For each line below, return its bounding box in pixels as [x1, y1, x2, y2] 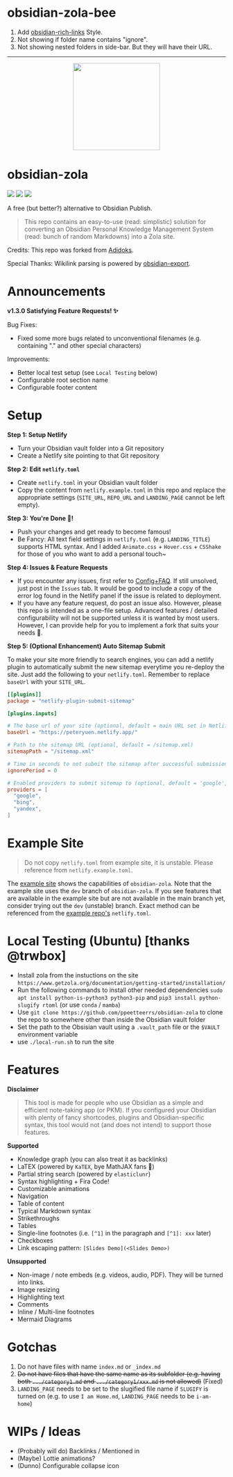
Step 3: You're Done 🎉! [7, 513, 74, 522]
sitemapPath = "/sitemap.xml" [7, 748, 95, 755]
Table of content [17, 1199, 64, 1208]
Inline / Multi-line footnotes [17, 1307, 95, 1316]
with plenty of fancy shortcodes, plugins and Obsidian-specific [24, 1113, 205, 1121]
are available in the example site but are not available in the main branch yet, [7, 894, 225, 902]
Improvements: [7, 355, 51, 363]
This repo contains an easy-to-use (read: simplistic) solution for [24, 217, 207, 225]
